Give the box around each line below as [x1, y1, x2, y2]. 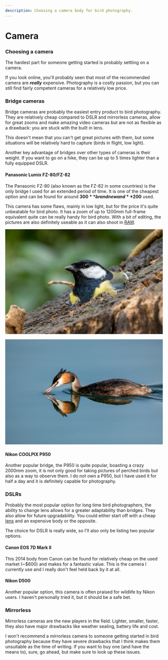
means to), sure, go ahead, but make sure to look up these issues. [5, 649, 141, 655]
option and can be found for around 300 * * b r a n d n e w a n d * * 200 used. [5, 193, 154, 200]
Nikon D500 [5, 578, 31, 584]
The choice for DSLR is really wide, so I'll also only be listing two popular [5, 528, 155, 534]
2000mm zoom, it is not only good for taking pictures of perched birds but [5, 468, 158, 474]
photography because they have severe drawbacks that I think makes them [5, 638, 160, 644]
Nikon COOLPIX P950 [5, 451, 51, 457]
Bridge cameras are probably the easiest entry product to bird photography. [5, 109, 161, 115]
